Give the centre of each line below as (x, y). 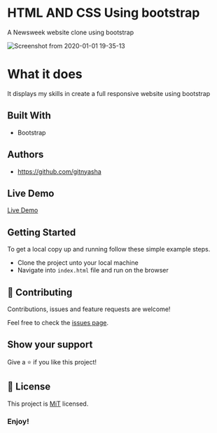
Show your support (50, 345)
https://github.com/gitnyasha (59, 171)
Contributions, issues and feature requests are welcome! (89, 309)
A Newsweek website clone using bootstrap (71, 32)
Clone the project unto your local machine (78, 263)
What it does (45, 74)
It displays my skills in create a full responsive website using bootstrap (109, 93)
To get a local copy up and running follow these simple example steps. (109, 249)
